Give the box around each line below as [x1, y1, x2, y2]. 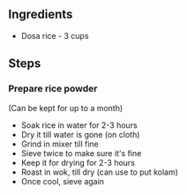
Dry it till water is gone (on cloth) [20, 129, 140, 139]
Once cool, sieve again [20, 176, 105, 186]
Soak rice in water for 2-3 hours [20, 119, 138, 131]
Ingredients [8, 7, 73, 22]
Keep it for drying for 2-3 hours [20, 157, 136, 168]
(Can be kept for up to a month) [8, 102, 123, 113]
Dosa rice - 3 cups [20, 30, 89, 41]
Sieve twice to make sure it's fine [20, 147, 142, 158]
